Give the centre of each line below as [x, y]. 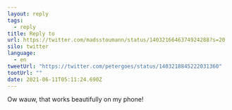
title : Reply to [31, 33]
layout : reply [28, 14]
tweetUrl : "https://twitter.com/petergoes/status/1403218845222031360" [115, 66]
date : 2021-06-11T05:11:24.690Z [55, 79]
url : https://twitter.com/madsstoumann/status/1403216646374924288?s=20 [116, 40]
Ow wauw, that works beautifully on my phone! [75, 99]
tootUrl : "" [25, 73]
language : [22, 54]
